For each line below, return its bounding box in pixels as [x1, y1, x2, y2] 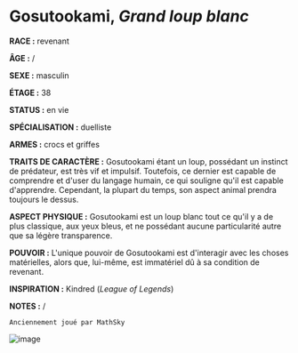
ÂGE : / [9, 52, 36, 63]
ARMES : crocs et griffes [9, 139, 101, 149]
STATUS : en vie [9, 104, 69, 115]
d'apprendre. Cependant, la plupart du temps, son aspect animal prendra [9, 184, 278, 195]
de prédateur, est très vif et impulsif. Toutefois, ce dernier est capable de [9, 165, 277, 176]
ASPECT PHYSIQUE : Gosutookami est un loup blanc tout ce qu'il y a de [9, 211, 274, 221]
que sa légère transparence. [9, 229, 113, 241]
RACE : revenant [9, 36, 69, 46]
